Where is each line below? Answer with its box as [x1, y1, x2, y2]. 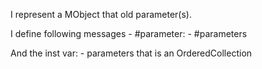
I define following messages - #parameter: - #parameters [10, 28, 248, 39]
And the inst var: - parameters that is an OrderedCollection [10, 47, 253, 59]
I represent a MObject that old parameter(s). [10, 9, 192, 20]
